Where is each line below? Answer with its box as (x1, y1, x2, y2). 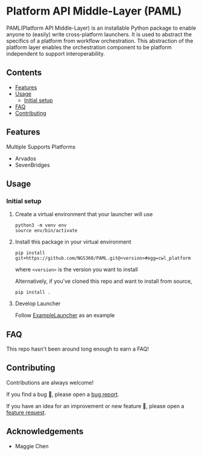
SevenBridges (14, 161, 50, 168)
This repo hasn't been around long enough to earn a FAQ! (6, 345, 149, 352)
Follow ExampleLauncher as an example (14, 312, 115, 319)
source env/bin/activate (14, 228, 78, 234)
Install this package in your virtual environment (14, 238, 131, 246)
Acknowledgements (6, 426, 84, 437)
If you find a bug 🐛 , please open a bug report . (6, 391, 119, 398)
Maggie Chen (14, 442, 49, 449)
